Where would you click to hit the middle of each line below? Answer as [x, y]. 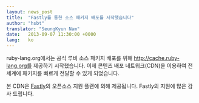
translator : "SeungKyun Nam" [43, 29]
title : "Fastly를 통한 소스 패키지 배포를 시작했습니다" [70, 18]
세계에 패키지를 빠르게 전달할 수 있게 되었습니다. [63, 73]
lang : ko [20, 40]
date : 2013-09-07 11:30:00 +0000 [51, 35]
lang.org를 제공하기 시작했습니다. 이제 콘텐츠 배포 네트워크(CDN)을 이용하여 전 [99, 65]
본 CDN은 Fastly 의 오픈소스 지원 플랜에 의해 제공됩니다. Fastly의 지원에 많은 [96, 86]
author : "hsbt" [25, 23]
